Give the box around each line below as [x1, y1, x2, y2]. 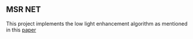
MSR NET [6, 5, 41, 15]
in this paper [6, 26, 36, 33]
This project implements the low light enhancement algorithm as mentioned [6, 20, 188, 27]
